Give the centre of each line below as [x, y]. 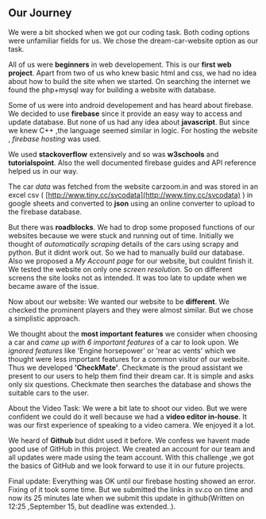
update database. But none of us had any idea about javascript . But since [129, 121]
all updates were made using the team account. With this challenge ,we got [131, 457]
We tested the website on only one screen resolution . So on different [120, 269]
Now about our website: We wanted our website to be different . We [119, 302]
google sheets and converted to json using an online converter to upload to [132, 203]
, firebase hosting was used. [55, 139]
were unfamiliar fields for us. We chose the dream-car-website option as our [133, 40]
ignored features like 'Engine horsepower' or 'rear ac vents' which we [122, 350]
